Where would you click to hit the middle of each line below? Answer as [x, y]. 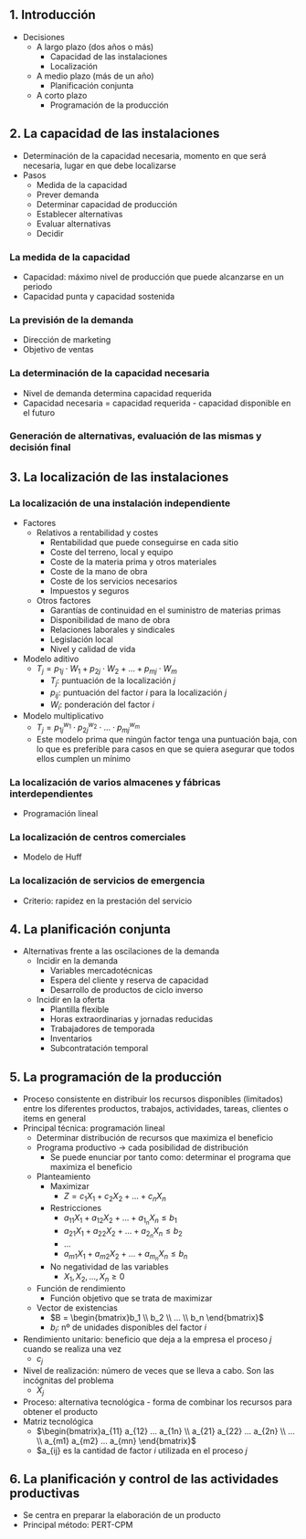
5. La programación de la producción [116, 1077]
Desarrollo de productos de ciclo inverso [127, 990]
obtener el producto [60, 1411]
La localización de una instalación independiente [120, 503]
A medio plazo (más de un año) [95, 76]
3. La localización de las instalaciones [119, 477]
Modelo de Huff [52, 857]
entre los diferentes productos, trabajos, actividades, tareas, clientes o [156, 1109]
